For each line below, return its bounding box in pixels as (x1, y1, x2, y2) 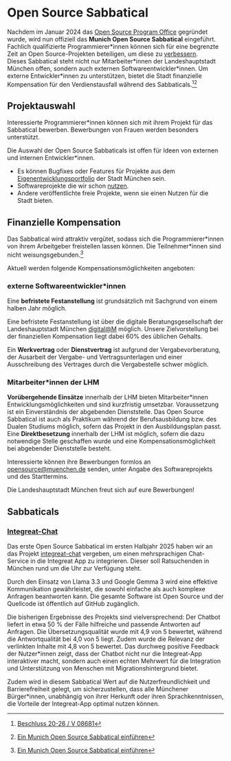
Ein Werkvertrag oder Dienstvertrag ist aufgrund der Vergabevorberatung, (7, 346, 221, 354)
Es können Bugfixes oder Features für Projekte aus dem (16, 167, 175, 175)
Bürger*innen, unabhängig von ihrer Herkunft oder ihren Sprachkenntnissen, (7, 692, 224, 701)
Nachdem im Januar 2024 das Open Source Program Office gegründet (7, 28, 208, 36)
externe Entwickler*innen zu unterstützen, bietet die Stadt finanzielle (7, 71, 202, 80)
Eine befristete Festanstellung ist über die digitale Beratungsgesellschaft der (7, 317, 223, 326)
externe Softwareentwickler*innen (7, 281, 126, 290)
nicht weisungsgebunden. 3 (7, 250, 84, 259)
